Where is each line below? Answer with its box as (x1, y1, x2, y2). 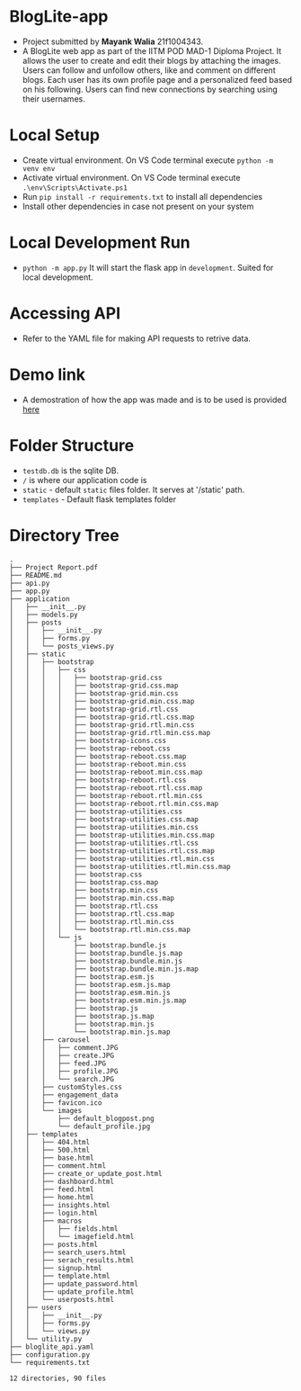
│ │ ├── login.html (9, 1208, 99, 1217)
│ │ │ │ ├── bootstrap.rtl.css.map (9, 909, 175, 919)
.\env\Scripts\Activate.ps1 (22, 183, 128, 193)
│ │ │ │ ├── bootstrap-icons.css (9, 736, 167, 745)
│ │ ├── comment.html (9, 1161, 106, 1171)
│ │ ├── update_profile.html (9, 1287, 135, 1297)
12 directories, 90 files (9, 1374, 106, 1383)
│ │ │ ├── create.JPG (9, 1051, 115, 1060)
